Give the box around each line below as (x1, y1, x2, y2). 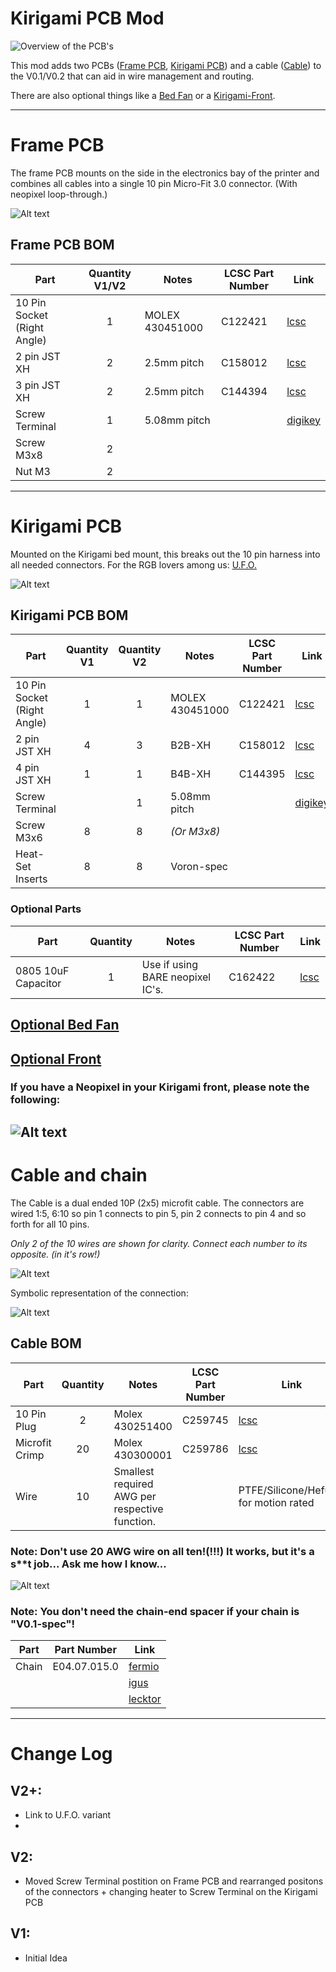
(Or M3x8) (170, 825, 221, 839)
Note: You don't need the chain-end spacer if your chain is (10, 1604, 300, 1618)
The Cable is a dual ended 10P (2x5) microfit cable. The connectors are (10, 1197, 305, 1209)
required (113, 1477, 154, 1491)
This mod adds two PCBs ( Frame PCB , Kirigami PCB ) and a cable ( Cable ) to (10, 59, 322, 71)
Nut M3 (15, 464, 51, 478)
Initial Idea (24, 1952, 68, 1964)
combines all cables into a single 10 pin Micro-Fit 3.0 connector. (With (10, 177, 298, 189)
